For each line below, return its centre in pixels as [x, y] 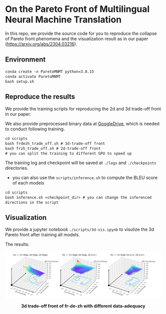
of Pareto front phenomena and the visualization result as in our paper [77, 39]
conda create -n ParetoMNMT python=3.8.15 [50, 71]
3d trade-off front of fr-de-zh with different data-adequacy [83, 306]
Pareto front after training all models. [43, 235]
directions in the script [32, 202]
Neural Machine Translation [63, 20]
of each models [28, 183]
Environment [26, 60]
